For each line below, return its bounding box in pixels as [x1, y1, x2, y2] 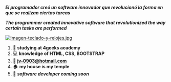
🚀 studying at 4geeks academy [12, 45, 81, 50]
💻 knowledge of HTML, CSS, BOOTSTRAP [12, 50, 105, 57]
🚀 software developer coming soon [12, 71, 90, 77]
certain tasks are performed [5, 25, 67, 31]
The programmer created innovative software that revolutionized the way [5, 20, 166, 25]
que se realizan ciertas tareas [5, 10, 71, 16]
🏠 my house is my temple [12, 64, 70, 69]
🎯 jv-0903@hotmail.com [12, 58, 67, 64]
